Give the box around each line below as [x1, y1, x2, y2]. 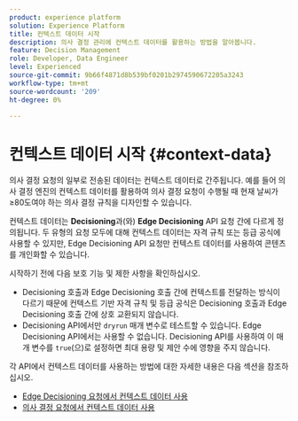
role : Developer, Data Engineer [9, 54, 129, 63]
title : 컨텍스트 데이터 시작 [9, 29, 100, 38]
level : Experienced [9, 63, 82, 72]
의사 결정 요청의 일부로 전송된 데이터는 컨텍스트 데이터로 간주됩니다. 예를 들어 [9, 175, 277, 186]
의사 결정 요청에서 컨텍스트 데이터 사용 [21, 402, 155, 413]
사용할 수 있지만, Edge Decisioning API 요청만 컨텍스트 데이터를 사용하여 [9, 238, 263, 249]
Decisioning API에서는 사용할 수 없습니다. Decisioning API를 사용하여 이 [21, 331, 275, 342]
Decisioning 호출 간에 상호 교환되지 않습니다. [21, 309, 179, 320]
